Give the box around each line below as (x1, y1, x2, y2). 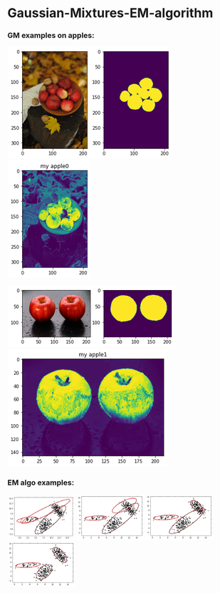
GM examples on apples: (7, 31, 95, 41)
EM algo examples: (7, 478, 75, 488)
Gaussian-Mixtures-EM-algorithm (7, 5, 214, 21)
